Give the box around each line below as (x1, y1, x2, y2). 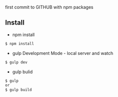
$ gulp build (5, 88, 32, 93)
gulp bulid (12, 69, 33, 75)
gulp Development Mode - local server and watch (12, 50, 114, 56)
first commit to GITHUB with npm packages (5, 4, 94, 10)
